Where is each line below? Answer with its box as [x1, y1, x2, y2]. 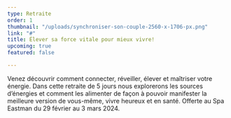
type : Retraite [7, 10, 52, 17]
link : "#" [7, 29, 36, 37]
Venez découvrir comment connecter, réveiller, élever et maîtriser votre [7, 74, 213, 82]
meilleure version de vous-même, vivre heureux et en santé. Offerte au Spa [7, 96, 225, 105]
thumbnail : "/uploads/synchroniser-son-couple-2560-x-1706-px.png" [7, 23, 209, 30]
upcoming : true [7, 43, 52, 50]
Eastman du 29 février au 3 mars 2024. [7, 104, 120, 112]
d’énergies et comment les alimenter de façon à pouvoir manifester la [7, 89, 207, 98]
